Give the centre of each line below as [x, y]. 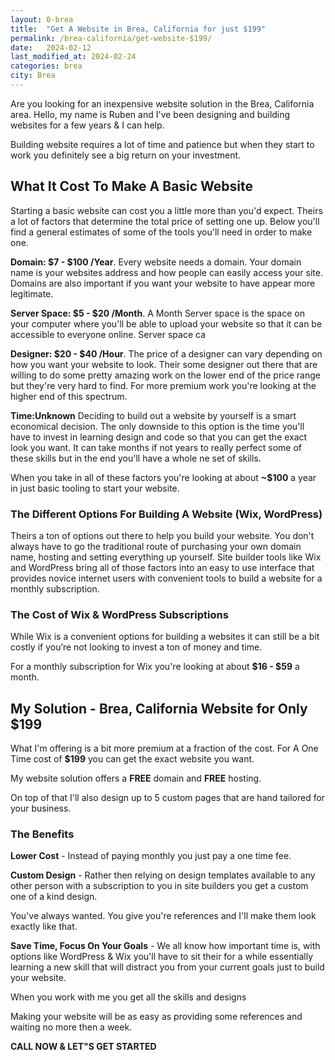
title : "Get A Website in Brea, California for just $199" [138, 29]
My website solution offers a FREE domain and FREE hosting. [136, 778]
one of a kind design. [54, 897]
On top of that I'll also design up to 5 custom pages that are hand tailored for [168, 798]
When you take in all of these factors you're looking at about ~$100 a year [163, 477]
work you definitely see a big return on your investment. [126, 155]
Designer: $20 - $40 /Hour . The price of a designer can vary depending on [166, 353]
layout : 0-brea [42, 19]
